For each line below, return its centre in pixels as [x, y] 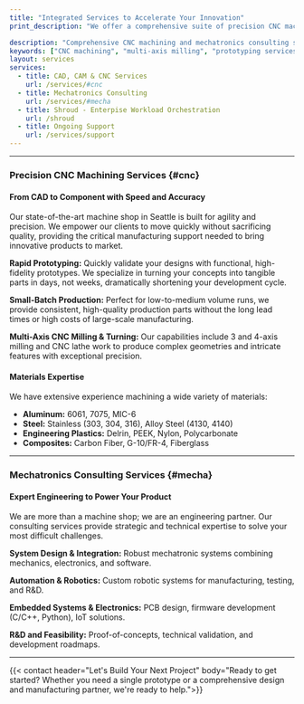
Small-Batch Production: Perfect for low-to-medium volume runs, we [139, 300]
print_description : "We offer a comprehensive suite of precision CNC [145, 26]
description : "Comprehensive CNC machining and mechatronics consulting [149, 43]
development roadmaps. [55, 644]
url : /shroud [50, 119]
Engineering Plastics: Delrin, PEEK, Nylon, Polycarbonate [130, 433]
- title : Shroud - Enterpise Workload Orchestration [119, 109]
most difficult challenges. [57, 536]
